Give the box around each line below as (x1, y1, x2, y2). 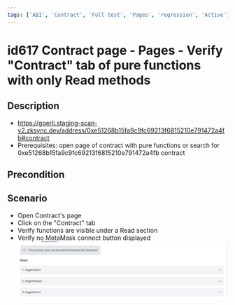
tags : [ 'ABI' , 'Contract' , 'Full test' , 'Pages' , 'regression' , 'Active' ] (7, 11, 230, 18)
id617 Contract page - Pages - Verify (7, 42, 223, 58)
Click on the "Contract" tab (17, 218, 96, 227)
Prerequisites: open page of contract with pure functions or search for (17, 141, 220, 149)
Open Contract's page (17, 211, 82, 219)
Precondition (7, 169, 65, 181)
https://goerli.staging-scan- (17, 118, 98, 127)
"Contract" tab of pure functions (7, 57, 201, 73)
